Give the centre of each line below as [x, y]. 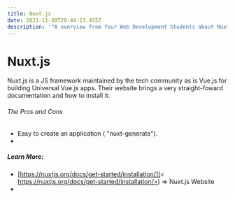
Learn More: [26, 157]
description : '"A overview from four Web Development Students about [111, 27]
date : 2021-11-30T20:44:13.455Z [54, 20]
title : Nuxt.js [29, 14]
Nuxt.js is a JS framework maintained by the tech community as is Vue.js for [117, 80]
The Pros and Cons [35, 111]
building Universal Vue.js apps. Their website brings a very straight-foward [115, 88]
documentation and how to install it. [59, 96]
